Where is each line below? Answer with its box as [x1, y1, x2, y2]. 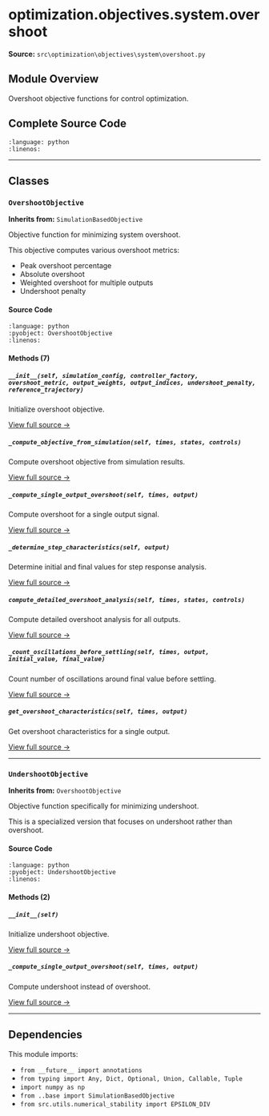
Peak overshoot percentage [19, 261, 112, 271]
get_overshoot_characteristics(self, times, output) [8, 708, 188, 716]
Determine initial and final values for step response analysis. [8, 562, 207, 572]
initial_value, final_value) [8, 655, 106, 664]
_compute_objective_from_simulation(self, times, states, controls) [8, 438, 242, 446]
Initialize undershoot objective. [8, 929, 110, 938]
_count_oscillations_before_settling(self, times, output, [8, 648, 210, 656]
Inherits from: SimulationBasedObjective [8, 215, 143, 224]
